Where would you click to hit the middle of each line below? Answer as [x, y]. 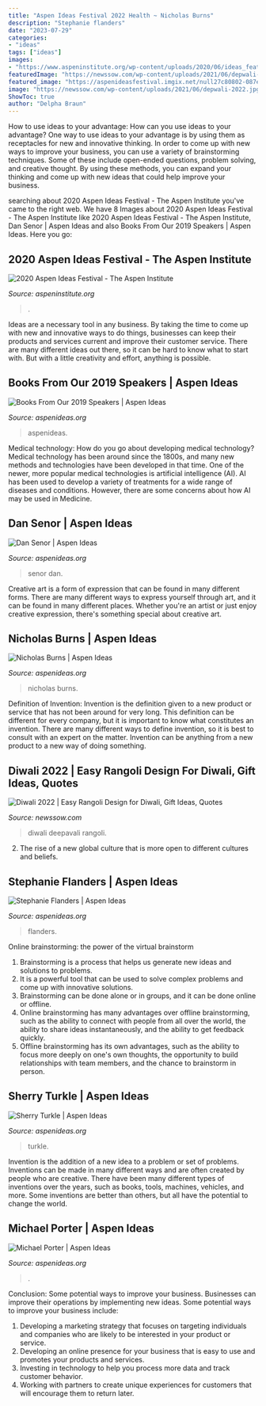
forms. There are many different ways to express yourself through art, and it [132, 597]
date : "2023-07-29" [40, 30]
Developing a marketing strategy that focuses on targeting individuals [133, 1326]
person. [32, 1071]
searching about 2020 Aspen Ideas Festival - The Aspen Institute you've [126, 201]
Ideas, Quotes [44, 783]
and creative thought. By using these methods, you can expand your [120, 169]
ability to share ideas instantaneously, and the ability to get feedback [132, 1029]
